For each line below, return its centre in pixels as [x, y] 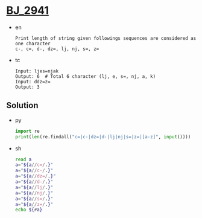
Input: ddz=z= [33, 82]
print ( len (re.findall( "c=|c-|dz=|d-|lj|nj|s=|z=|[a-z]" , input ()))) [103, 136]
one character [33, 43]
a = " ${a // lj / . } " [34, 187]
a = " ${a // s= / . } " [34, 199]
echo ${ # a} [29, 210]
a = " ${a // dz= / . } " [35, 176]
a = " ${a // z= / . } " [34, 204]
